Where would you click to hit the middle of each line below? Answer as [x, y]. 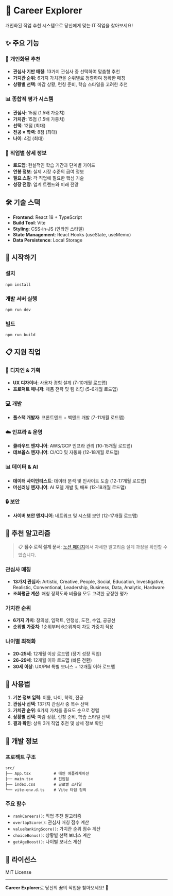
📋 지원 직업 [23, 352]
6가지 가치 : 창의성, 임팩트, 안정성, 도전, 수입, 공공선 [64, 621]
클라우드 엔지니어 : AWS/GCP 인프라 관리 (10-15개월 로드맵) [73, 446]
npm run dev [18, 309]
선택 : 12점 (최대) [29, 125]
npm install [18, 285]
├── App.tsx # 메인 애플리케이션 [47, 774]
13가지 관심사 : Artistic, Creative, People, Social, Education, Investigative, [89, 581]
